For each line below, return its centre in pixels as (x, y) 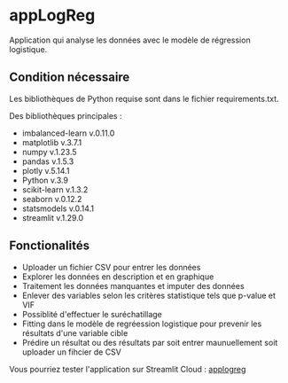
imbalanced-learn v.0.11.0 (68, 133)
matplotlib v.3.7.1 (52, 142)
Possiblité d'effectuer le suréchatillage (92, 314)
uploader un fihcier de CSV (72, 352)
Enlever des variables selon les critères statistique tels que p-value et (149, 295)
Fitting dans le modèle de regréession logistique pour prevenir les (142, 324)
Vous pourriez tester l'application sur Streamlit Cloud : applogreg (128, 369)
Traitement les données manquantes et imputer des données (133, 285)
